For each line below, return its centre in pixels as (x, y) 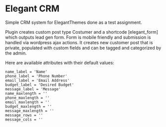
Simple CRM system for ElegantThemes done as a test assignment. (74, 22)
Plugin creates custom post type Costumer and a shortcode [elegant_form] (82, 32)
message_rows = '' (24, 115)
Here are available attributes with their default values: (60, 63)
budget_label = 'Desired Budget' (40, 85)
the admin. (16, 53)
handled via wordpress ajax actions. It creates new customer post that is (79, 42)
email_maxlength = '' (28, 102)
